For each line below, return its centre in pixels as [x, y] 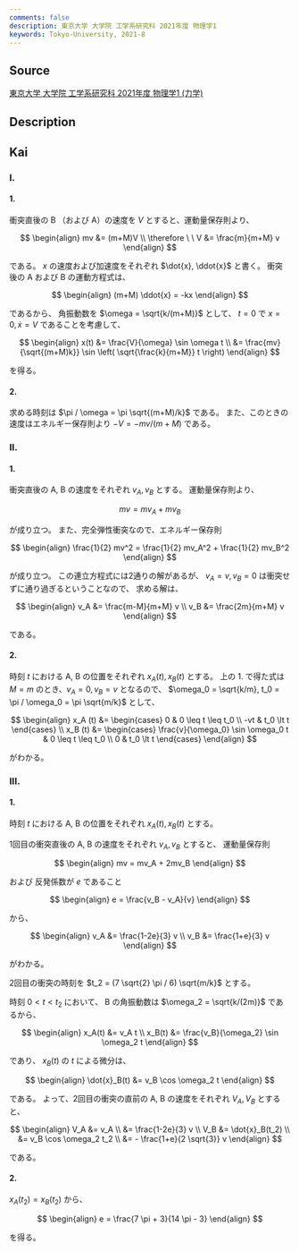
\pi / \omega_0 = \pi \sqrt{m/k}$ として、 [84, 702]
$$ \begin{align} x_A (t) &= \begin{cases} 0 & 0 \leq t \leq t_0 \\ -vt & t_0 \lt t [150, 719]
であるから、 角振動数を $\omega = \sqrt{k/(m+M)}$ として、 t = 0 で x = [145, 313]
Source [30, 70]
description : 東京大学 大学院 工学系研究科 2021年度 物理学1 [113, 26]
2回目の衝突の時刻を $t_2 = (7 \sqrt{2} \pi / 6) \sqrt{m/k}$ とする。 [133, 983]
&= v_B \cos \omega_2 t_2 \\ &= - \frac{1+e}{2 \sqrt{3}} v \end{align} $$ [150, 1138]
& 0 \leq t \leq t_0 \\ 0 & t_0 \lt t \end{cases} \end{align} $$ [150, 738]
